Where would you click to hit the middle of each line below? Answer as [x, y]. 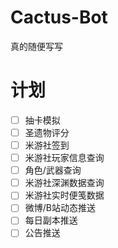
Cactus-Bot [59, 17]
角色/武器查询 [53, 170]
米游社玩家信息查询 [64, 158]
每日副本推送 [51, 220]
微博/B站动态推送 [60, 208]
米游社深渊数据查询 [64, 183]
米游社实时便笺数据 [64, 195]
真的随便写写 [36, 46]
